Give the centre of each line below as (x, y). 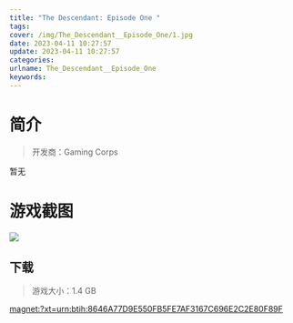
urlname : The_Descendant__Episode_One (83, 69)
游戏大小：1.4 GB (64, 291)
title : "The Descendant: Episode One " (85, 18)
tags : (20, 26)
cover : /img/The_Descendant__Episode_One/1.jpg (101, 35)
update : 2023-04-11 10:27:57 (65, 52)
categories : (32, 60)
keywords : (28, 77)
